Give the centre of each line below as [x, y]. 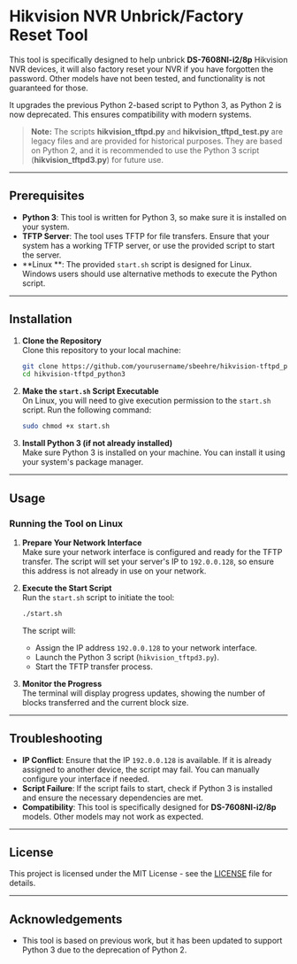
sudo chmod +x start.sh [66, 427]
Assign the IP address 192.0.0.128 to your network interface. [146, 647]
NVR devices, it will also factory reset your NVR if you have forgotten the [141, 69]
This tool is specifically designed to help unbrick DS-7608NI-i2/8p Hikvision [149, 59]
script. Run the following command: [87, 410]
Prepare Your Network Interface [82, 543]
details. [23, 883]
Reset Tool [49, 35]
